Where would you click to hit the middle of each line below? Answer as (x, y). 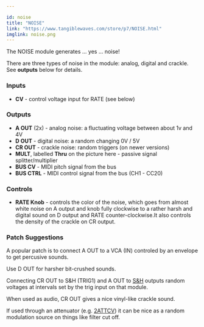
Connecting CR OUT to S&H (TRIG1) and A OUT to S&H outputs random (96, 281)
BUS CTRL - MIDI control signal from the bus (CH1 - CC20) (89, 173)
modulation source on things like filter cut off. (63, 317)
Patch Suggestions (35, 237)
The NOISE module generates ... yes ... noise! (63, 52)
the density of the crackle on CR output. (65, 222)
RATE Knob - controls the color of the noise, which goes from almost (102, 202)
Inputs (16, 86)
